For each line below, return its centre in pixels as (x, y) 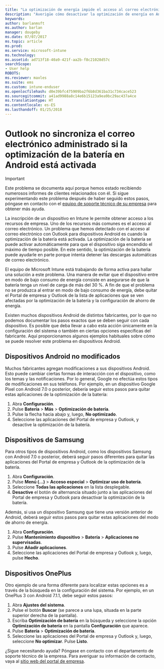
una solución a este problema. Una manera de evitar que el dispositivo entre (82, 274)
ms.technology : (20, 55)
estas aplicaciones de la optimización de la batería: (56, 394)
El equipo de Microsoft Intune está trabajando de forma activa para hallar (79, 269)
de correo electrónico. (27, 260)
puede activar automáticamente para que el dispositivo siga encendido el (79, 244)
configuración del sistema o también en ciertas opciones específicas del (78, 331)
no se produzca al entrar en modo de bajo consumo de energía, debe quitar (81, 290)
